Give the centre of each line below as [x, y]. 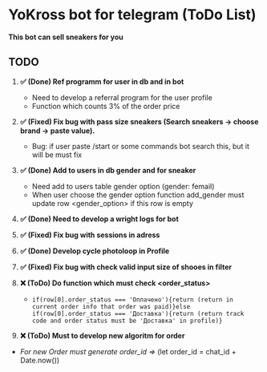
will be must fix [57, 155]
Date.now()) [40, 360]
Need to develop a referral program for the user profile [122, 97]
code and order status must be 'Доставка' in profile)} [127, 321]
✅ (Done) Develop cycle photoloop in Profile [95, 251]
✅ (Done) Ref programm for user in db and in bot [102, 81]
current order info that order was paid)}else [111, 306]
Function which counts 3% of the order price [106, 106]
